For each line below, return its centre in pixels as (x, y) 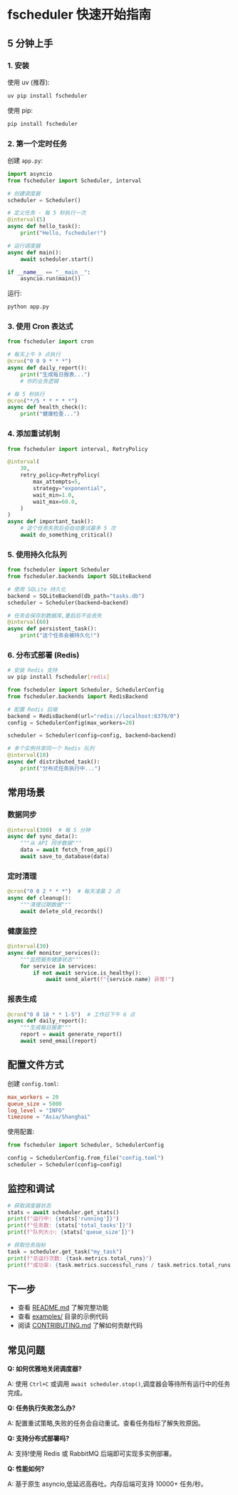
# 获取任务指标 (27, 1245)
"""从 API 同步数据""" (51, 843)
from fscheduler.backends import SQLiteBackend (79, 577)
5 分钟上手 (30, 43)
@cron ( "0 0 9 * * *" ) (40, 362)
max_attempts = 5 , (57, 482)
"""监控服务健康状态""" (51, 959)
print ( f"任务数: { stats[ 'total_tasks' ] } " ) (70, 1226)
